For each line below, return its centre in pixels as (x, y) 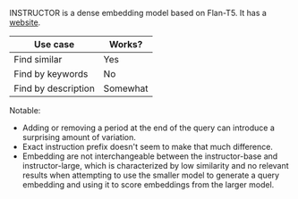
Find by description (55, 88)
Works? (126, 44)
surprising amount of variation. (79, 137)
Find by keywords (51, 74)
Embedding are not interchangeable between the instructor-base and (150, 156)
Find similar (38, 59)
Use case (55, 44)
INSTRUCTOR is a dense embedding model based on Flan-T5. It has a (138, 13)
